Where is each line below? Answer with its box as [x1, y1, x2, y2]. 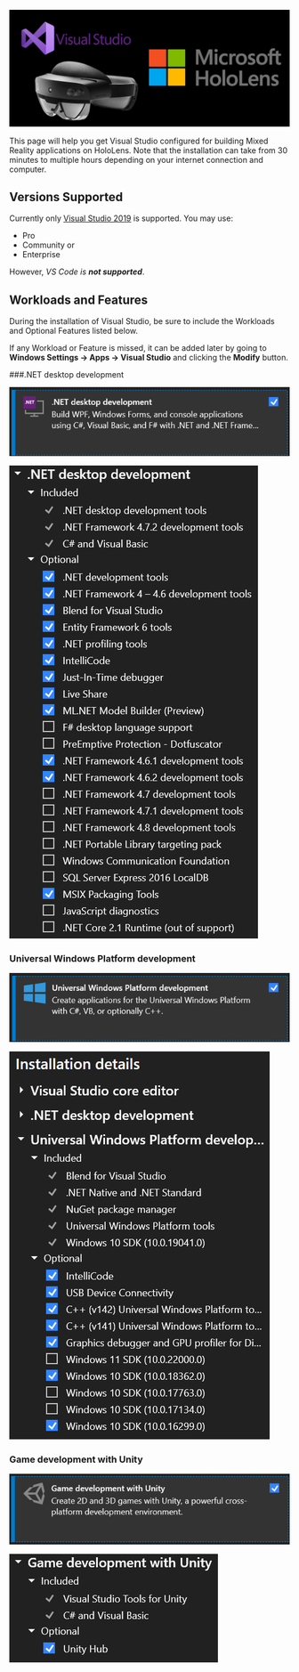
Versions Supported [9, 190, 123, 205]
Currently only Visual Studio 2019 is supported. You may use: [9, 213, 234, 223]
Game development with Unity [9, 1453, 144, 1465]
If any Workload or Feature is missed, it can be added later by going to [9, 343, 267, 353]
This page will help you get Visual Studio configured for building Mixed [9, 135, 269, 146]
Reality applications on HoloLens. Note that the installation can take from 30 [9, 144, 287, 156]
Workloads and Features [9, 292, 149, 307]
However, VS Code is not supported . [9, 266, 145, 277]
